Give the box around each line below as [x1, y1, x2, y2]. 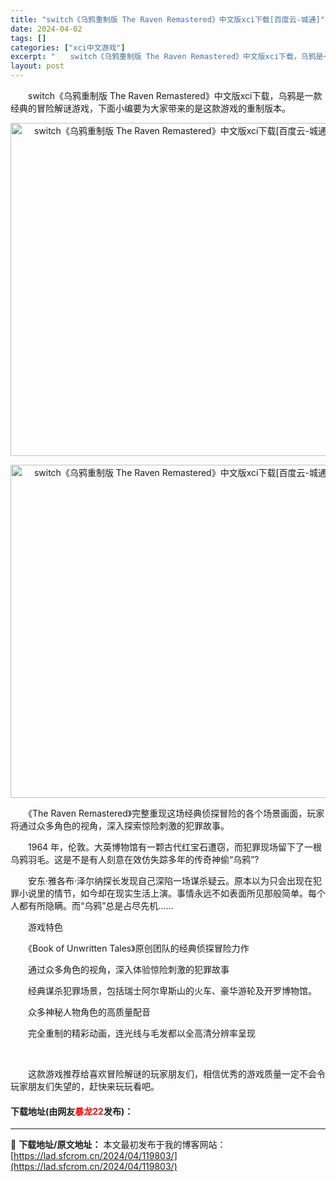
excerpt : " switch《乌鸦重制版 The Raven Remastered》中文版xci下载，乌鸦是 [10, 52, 324, 62]
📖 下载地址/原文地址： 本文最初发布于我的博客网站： [10, 1139, 227, 1151]
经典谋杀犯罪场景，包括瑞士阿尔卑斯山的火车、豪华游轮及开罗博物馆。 [27, 985, 317, 996]
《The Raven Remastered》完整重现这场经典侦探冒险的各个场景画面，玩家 [27, 807, 325, 819]
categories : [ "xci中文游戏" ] [10, 42, 126, 53]
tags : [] [10, 33, 47, 43]
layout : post [10, 61, 65, 71]
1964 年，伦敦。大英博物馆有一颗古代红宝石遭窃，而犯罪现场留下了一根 [27, 841, 323, 853]
